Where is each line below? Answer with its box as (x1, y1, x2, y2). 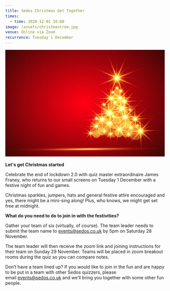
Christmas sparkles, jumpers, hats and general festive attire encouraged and (5, 192, 165, 198)
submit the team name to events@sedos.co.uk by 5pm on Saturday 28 (5, 228, 152, 234)
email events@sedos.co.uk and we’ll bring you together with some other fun (5, 275, 164, 281)
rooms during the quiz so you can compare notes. (5, 254, 109, 260)
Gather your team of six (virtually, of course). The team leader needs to (5, 222, 154, 229)
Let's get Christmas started (5, 161, 64, 168)
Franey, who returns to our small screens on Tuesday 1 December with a (5, 177, 156, 183)
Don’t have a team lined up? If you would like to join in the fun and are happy (5, 264, 164, 270)
